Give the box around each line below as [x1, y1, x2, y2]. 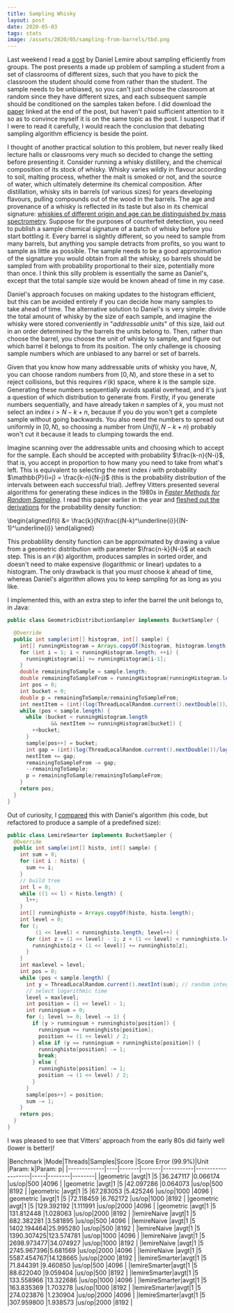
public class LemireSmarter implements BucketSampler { [7, 831, 173, 838]
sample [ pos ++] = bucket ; [25, 739, 98, 747]
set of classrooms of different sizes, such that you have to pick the [7, 71, 198, 79]
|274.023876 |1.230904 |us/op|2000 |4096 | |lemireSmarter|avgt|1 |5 [7, 1291, 205, 1299]
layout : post [7, 17, 45, 24]
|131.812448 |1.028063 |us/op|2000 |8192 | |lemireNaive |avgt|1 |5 [7, 1209, 196, 1217]
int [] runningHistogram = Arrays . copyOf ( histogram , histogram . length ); [19, 642, 232, 649]
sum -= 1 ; [25, 1097, 54, 1105]
